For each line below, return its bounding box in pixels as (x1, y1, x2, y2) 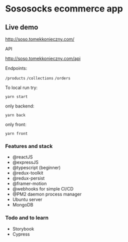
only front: (5, 121, 26, 127)
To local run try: (5, 84, 38, 90)
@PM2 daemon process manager (12, 191, 82, 197)
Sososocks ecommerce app (5, 3, 123, 14)
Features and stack (5, 142, 53, 149)
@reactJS (12, 154, 33, 160)
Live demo (5, 23, 38, 31)
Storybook (12, 225, 34, 231)
